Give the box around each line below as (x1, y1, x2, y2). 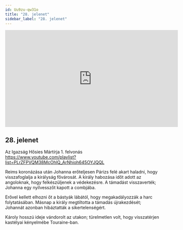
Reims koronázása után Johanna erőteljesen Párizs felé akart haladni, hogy (5, 169, 158, 175)
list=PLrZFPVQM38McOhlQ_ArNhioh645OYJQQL (5, 160, 105, 165)
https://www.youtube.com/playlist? (5, 154, 76, 160)
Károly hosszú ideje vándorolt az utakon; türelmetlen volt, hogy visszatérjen (5, 214, 159, 220)
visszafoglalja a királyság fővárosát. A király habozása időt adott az (5, 174, 142, 180)
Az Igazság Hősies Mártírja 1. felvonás (5, 149, 83, 155)
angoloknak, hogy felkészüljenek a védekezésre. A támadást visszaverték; (5, 179, 156, 185)
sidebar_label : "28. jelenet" (5, 16, 68, 21)
